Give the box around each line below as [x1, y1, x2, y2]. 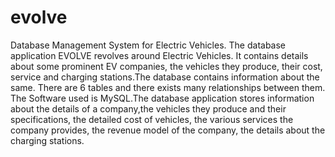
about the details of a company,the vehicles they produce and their [10, 102, 287, 115]
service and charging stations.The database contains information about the [10, 71, 320, 83]
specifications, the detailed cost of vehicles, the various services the [10, 113, 294, 125]
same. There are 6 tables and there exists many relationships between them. [10, 81, 326, 93]
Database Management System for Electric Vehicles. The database [10, 39, 287, 51]
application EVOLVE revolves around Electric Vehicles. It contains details [10, 49, 309, 61]
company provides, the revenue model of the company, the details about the [10, 124, 326, 136]
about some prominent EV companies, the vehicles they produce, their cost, [10, 60, 323, 72]
